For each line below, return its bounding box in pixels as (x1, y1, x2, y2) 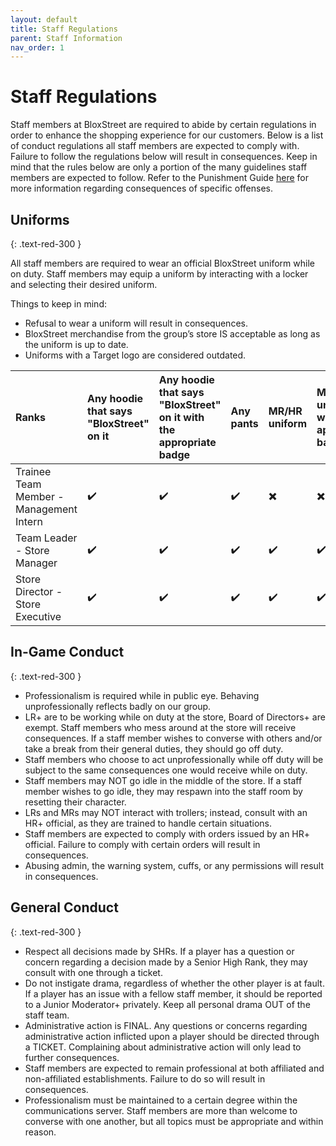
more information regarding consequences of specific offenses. (10, 182, 273, 195)
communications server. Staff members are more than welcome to (24, 1104, 298, 1116)
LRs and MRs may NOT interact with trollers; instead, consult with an (24, 806, 308, 818)
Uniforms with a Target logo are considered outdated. (24, 349, 247, 361)
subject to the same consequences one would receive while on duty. (24, 764, 308, 776)
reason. (24, 1126, 57, 1138)
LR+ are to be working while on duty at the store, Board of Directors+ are (24, 711, 326, 723)
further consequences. (24, 1051, 120, 1063)
